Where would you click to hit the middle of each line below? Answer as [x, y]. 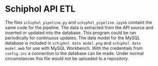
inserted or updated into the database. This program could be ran [70, 33]
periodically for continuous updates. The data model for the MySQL [72, 38]
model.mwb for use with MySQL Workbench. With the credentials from [74, 48]
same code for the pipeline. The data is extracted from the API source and [79, 27]
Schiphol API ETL [40, 9]
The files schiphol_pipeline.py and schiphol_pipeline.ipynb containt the [79, 22]
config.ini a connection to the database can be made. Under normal [74, 53]
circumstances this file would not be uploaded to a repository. [67, 58]
